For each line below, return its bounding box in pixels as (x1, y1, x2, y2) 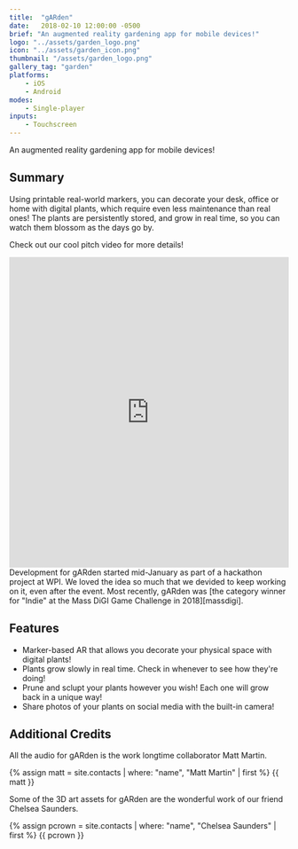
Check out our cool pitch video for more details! (9, 239, 184, 249)
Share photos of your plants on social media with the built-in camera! (21, 701, 275, 711)
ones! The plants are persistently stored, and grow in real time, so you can (9, 212, 280, 223)
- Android (25, 87, 62, 96)
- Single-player (25, 104, 86, 113)
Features (9, 621, 59, 636)
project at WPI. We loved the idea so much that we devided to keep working (9, 576, 286, 586)
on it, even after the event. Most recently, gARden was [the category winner (9, 586, 286, 596)
